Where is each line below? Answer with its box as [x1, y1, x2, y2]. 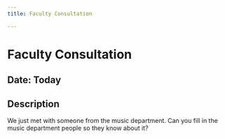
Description [7, 98, 60, 110]
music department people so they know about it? [7, 124, 149, 133]
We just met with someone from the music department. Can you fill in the [7, 117, 219, 125]
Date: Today [7, 74, 62, 86]
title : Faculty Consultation [7, 10, 93, 17]
